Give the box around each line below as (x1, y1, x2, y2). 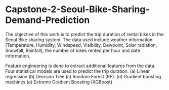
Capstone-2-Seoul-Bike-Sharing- (5, 4, 150, 15)
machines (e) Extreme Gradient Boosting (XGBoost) (5, 79, 113, 85)
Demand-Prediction (5, 14, 90, 26)
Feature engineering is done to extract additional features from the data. (5, 63, 156, 69)
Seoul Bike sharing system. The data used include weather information (5, 37, 153, 43)
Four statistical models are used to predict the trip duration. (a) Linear (5, 68, 150, 74)
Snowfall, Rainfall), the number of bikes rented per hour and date (5, 47, 140, 53)
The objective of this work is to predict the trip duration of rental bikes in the (5, 31, 164, 37)
